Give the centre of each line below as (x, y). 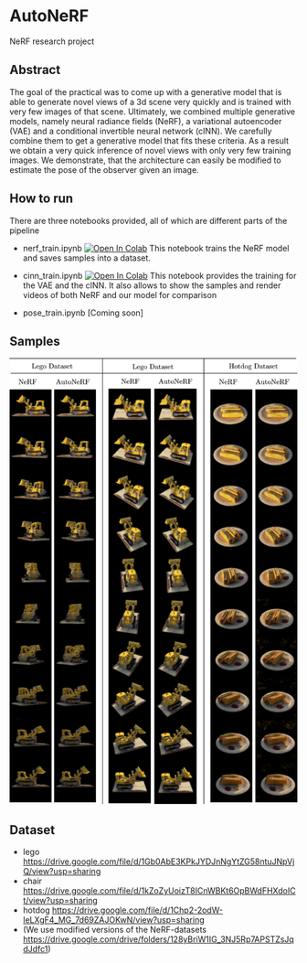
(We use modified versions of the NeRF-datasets (115, 930)
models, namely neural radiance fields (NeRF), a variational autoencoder (146, 121)
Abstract (35, 70)
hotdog (36, 910)
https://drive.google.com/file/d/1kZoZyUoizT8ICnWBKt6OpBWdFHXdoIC (159, 891)
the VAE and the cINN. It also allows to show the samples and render (152, 285)
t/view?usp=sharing (60, 901)
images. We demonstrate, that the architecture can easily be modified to (145, 160)
